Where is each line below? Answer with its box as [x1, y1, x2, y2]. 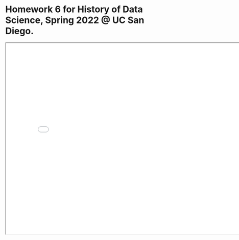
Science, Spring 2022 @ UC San [5, 14, 145, 26]
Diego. [5, 25, 34, 37]
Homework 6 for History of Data [5, 4, 143, 15]
